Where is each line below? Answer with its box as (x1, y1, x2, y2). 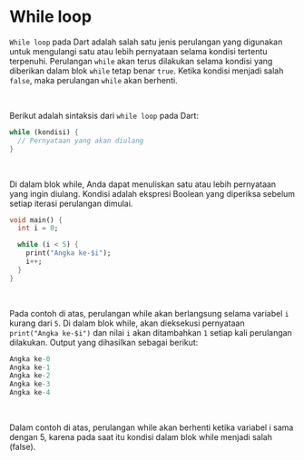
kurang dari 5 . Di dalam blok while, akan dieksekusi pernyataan (9, 318, 245, 328)
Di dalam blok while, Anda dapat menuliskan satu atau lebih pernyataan (9, 179, 277, 190)
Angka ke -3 (9, 379, 51, 389)
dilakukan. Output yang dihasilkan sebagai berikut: (9, 337, 199, 347)
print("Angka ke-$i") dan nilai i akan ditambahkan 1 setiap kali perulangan (9, 327, 292, 338)
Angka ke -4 (9, 388, 51, 397)
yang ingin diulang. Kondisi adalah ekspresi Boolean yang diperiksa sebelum (9, 188, 296, 199)
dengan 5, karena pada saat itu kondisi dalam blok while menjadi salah (9, 432, 272, 443)
